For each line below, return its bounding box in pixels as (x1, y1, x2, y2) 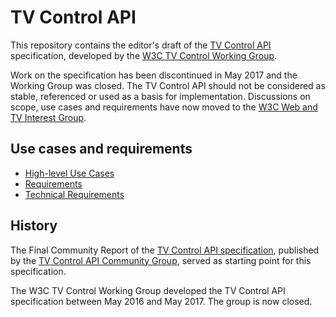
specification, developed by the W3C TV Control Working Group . (10, 49, 278, 61)
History (10, 217, 58, 235)
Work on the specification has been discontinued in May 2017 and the (10, 69, 298, 81)
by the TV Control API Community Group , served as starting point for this (10, 254, 312, 266)
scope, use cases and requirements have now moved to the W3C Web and (10, 101, 318, 113)
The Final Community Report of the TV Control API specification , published (10, 244, 320, 256)
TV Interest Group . (10, 111, 87, 123)
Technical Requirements (24, 188, 125, 200)
